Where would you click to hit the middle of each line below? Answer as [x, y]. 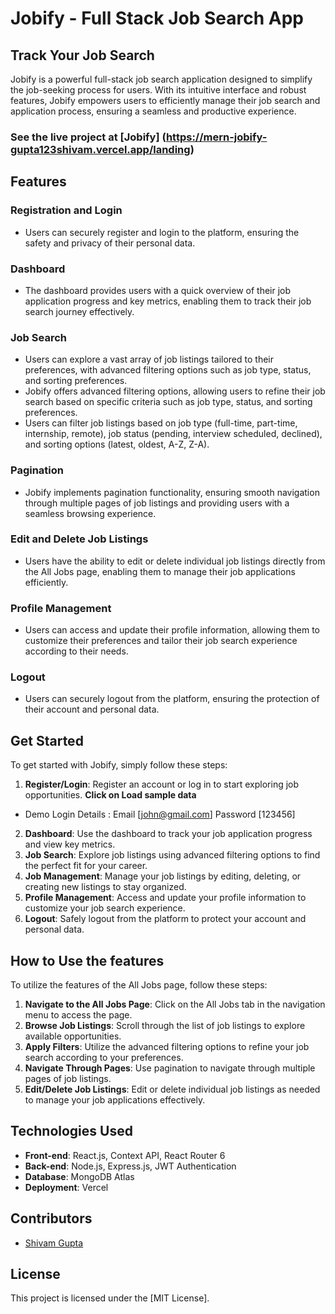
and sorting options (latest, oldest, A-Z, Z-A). [117, 444]
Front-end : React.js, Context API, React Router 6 [125, 1155]
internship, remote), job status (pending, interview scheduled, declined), [173, 434]
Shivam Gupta [54, 1243]
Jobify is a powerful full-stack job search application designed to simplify [161, 79]
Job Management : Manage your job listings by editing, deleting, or [163, 876]
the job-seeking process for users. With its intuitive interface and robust [158, 90]
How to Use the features [87, 960]
